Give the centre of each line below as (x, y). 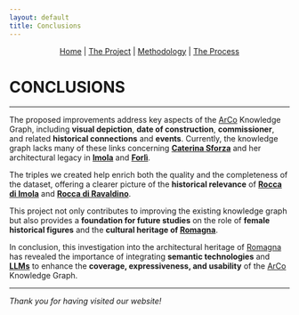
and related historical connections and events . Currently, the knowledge (144, 139)
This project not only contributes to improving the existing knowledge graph (148, 211)
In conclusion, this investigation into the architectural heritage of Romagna (145, 247)
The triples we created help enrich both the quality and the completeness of (149, 175)
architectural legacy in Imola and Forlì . (80, 157)
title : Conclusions (45, 26)
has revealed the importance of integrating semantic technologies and (140, 257)
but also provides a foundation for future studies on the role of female (140, 221)
